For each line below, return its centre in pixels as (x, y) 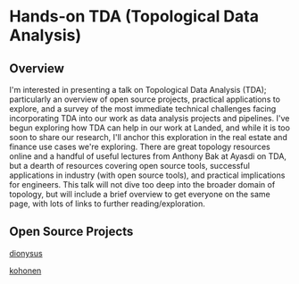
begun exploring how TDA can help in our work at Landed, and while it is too (149, 128)
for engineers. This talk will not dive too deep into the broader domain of (142, 184)
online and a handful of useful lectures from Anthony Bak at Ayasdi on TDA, (148, 156)
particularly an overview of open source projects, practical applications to (145, 99)
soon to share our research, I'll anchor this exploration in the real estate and (148, 137)
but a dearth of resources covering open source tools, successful (129, 166)
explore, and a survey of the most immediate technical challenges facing (143, 109)
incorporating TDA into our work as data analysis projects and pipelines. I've (149, 118)
